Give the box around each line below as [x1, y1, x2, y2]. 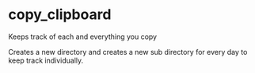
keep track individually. [8, 56, 84, 65]
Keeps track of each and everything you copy [8, 32, 157, 41]
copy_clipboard [8, 6, 112, 24]
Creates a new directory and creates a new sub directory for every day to [8, 47, 248, 56]
